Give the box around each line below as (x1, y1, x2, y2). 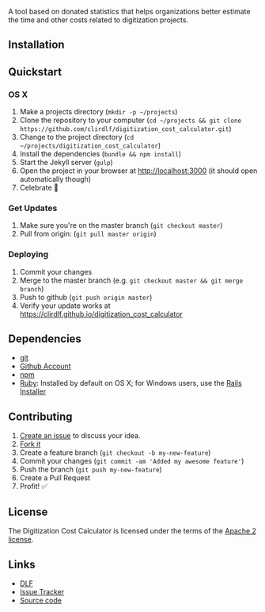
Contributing (8, 410, 73, 423)
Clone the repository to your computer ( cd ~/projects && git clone (19, 115, 242, 125)
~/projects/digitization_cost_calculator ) (19, 140, 161, 150)
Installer (19, 387, 46, 396)
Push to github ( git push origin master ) (19, 292, 153, 302)
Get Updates (8, 202, 58, 214)
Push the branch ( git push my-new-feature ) (19, 464, 162, 475)
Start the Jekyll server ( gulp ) (19, 158, 113, 167)
